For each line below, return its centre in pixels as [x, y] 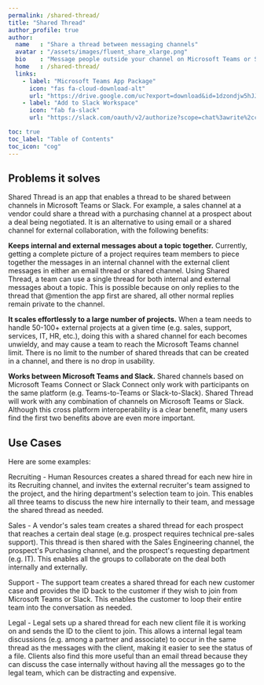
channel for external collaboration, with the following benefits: [108, 231]
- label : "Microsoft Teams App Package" [89, 81]
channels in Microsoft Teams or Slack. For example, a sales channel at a [125, 206]
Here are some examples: [50, 462]
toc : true [24, 132]
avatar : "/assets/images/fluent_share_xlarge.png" [102, 52]
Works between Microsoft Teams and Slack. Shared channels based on [126, 376]
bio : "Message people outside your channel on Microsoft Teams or [133, 60]
